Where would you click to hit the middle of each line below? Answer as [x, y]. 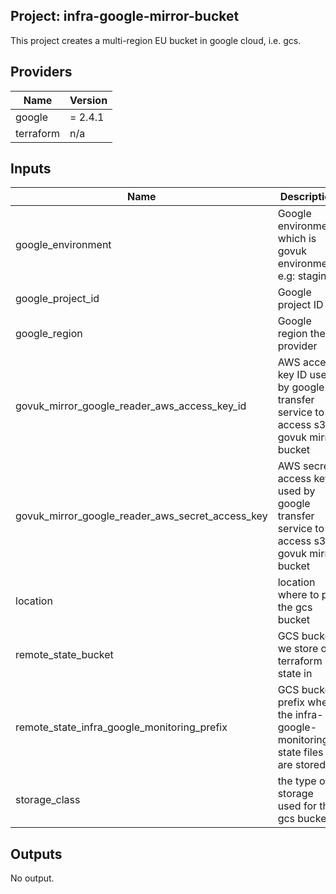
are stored [301, 765]
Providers [41, 72]
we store [298, 649]
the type [297, 781]
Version [88, 100]
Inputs [31, 169]
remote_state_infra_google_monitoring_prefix [121, 727]
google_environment [63, 245]
